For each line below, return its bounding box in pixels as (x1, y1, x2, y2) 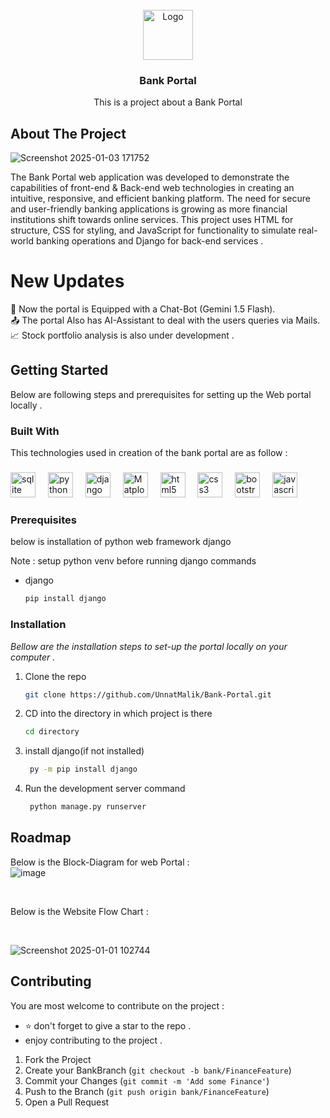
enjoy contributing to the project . (24, 1034, 163, 1046)
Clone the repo (24, 670, 87, 682)
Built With (10, 424, 60, 438)
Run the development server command (24, 783, 186, 795)
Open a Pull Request (24, 1096, 110, 1108)
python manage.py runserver (29, 802, 147, 812)
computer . (10, 651, 56, 663)
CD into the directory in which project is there (24, 708, 213, 720)
